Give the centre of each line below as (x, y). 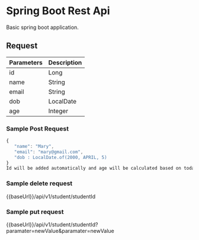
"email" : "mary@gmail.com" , (49, 152)
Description (65, 62)
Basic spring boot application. (42, 27)
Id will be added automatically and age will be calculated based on (94, 168)
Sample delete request (39, 183)
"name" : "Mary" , (34, 146)
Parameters (26, 62)
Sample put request (35, 212)
